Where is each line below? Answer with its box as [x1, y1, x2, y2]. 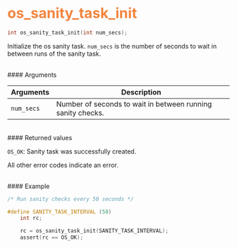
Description [121, 87, 162, 97]
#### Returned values [7, 133, 73, 142]
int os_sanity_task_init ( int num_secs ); [7, 29, 128, 36]
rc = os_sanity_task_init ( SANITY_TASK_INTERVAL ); [20, 228, 169, 235]
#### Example [7, 182, 50, 190]
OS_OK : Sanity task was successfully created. [7, 147, 137, 156]
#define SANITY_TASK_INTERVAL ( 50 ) [7, 208, 112, 216]
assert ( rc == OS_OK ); [20, 234, 83, 241]
